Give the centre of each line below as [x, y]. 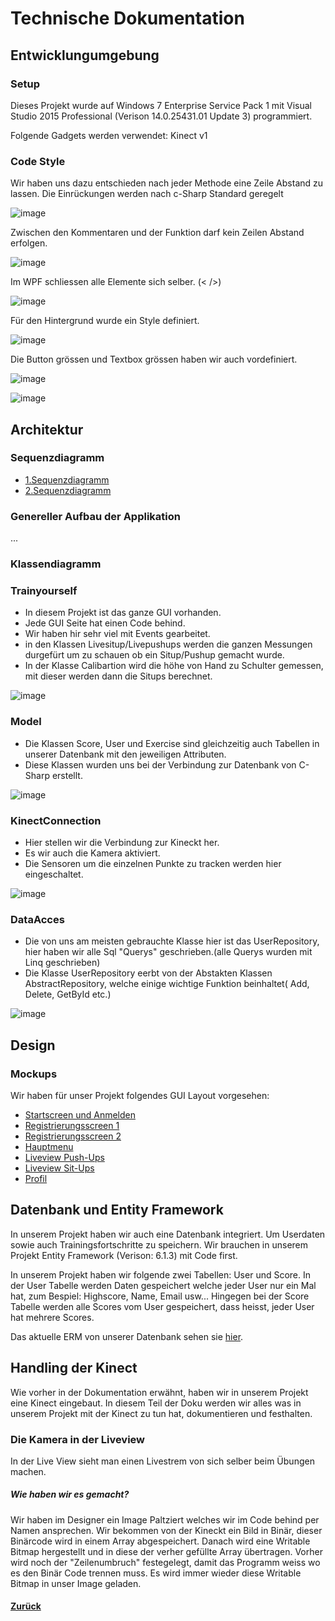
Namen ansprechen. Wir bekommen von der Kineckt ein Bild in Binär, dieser [166, 1530]
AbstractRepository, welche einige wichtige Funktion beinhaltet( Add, [167, 984]
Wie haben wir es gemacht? [70, 1494]
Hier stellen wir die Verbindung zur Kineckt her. [122, 842]
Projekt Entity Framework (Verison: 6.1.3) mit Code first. [124, 1255]
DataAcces [37, 919]
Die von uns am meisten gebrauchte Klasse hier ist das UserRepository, [172, 941]
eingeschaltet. [54, 874]
